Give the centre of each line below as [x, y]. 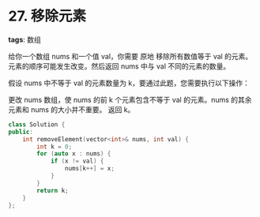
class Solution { [37, 124]
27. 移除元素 [47, 16]
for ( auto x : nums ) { [74, 154]
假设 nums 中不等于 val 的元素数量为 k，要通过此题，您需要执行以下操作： [129, 83]
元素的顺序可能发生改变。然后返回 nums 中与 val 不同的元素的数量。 [119, 66]
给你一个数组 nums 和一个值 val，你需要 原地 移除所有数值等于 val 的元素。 [130, 56]
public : [21, 132]
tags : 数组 [24, 39]
